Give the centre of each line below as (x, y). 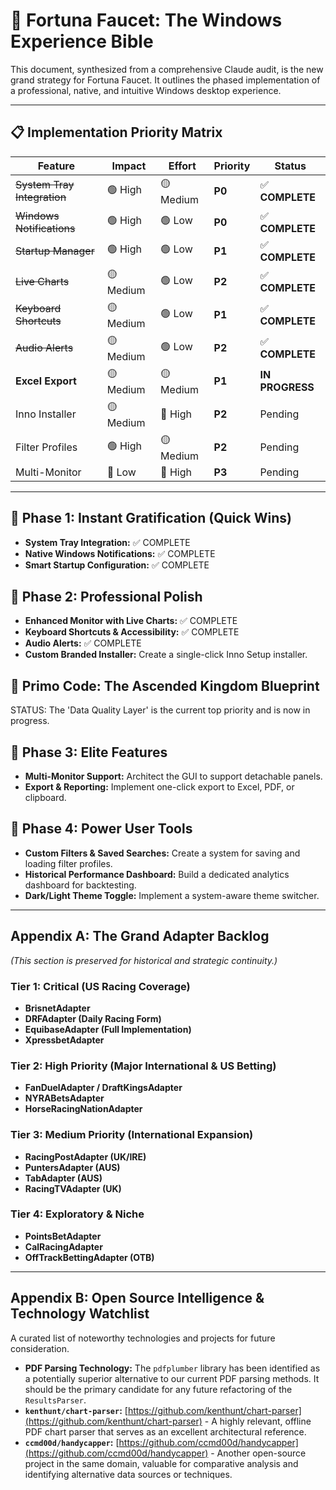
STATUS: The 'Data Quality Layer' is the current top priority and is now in (160, 710)
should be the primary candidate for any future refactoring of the (158, 1389)
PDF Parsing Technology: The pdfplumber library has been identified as (172, 1368)
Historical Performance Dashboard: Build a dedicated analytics (157, 874)
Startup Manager (55, 251)
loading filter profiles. (68, 863)
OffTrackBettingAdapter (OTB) (89, 1257)
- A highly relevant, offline (258, 1421)
